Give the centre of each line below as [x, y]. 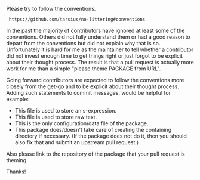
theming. [17, 160]
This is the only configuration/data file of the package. [81, 123]
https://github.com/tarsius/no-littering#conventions [77, 20]
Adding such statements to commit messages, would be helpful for [89, 93]
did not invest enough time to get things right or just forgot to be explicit [95, 56]
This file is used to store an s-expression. [66, 111]
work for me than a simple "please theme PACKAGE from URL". [84, 69]
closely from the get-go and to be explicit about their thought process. [93, 86]
